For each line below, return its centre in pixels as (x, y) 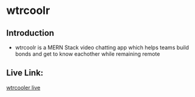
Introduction (30, 33)
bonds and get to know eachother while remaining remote (87, 54)
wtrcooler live (23, 87)
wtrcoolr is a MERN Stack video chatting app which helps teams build (102, 47)
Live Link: (25, 73)
